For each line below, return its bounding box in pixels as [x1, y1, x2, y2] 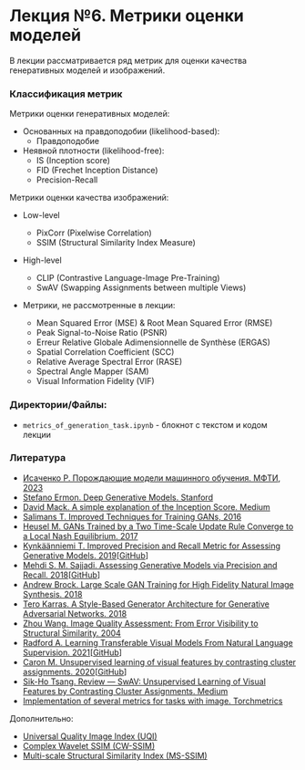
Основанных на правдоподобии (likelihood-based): [22, 126, 220, 137]
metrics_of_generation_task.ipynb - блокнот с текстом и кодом [22, 419, 269, 430]
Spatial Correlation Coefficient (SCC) [36, 347, 175, 358]
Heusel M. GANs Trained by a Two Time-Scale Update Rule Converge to [22, 521, 294, 532]
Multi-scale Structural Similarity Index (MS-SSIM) [22, 750, 208, 761]
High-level [22, 255, 62, 265]
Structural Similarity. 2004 [22, 627, 121, 639]
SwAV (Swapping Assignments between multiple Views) [36, 282, 247, 293]
